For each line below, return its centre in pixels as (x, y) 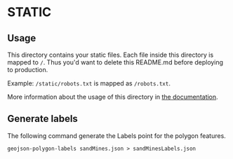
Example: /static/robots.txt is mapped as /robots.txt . (89, 83)
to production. (28, 70)
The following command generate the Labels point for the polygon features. (116, 136)
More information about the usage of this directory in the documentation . (113, 97)
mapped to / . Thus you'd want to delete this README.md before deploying (115, 62)
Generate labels (43, 119)
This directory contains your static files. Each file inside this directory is (111, 55)
